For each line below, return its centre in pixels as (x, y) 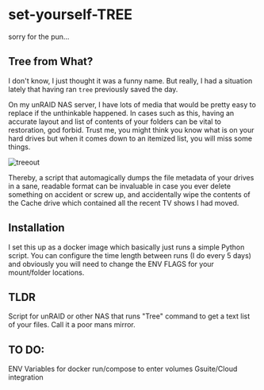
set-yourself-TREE (71, 15)
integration (26, 377)
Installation (36, 228)
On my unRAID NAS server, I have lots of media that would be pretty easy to (132, 104)
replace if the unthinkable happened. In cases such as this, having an (121, 113)
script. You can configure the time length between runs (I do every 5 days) (130, 255)
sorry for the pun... (39, 37)
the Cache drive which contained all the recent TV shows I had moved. (124, 203)
